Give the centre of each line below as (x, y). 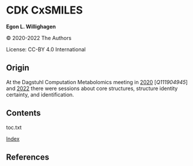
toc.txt (14, 127)
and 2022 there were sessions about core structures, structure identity (92, 88)
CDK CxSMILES (45, 10)
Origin (18, 68)
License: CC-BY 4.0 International (46, 49)
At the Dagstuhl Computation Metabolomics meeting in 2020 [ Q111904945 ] (97, 82)
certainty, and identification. (40, 94)
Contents (24, 113)
